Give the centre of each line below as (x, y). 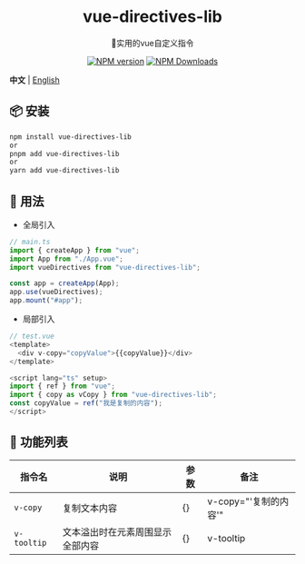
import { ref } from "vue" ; (63, 386)
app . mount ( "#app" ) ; (46, 301)
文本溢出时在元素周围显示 (117, 531)
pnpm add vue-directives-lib (64, 153)
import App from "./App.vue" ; (67, 259)
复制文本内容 (90, 508)
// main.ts (30, 242)
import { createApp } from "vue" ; (75, 250)
